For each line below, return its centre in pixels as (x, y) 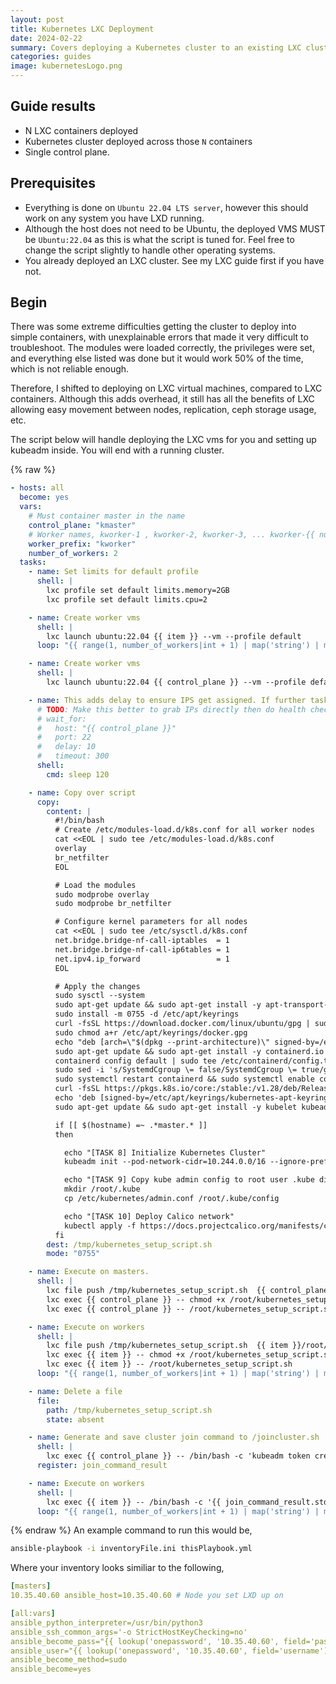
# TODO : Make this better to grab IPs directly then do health (171, 709)
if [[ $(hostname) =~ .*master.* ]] (131, 1125)
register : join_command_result (102, 1466)
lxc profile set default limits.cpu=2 (127, 599)
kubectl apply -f (100, 1226)
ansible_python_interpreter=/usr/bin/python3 (106, 1622)
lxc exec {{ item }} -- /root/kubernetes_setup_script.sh (169, 1364)
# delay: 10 (66, 747)
